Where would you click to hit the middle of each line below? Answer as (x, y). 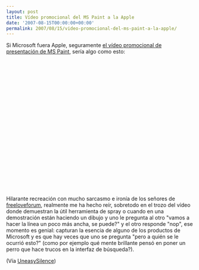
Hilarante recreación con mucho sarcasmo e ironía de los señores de (91, 199)
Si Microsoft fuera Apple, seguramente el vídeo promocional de (84, 45)
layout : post (22, 12)
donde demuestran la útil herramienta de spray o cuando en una (85, 212)
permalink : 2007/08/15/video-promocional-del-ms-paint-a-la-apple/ (92, 28)
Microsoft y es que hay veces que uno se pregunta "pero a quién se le (92, 237)
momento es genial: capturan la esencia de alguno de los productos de (93, 231)
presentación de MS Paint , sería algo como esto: (66, 52)
